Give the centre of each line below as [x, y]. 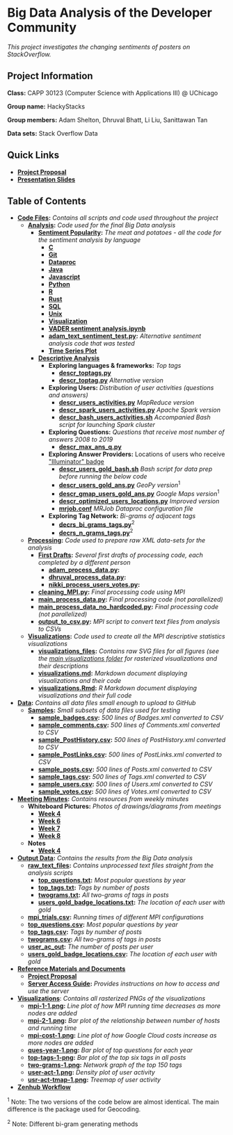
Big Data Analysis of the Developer [110, 13]
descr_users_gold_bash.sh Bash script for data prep [136, 469]
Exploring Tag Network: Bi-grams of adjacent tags [122, 515]
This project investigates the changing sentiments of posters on [99, 47]
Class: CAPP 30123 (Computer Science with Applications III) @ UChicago [113, 92]
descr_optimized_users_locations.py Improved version [139, 501]
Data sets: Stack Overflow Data [53, 133]
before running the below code [103, 476]
